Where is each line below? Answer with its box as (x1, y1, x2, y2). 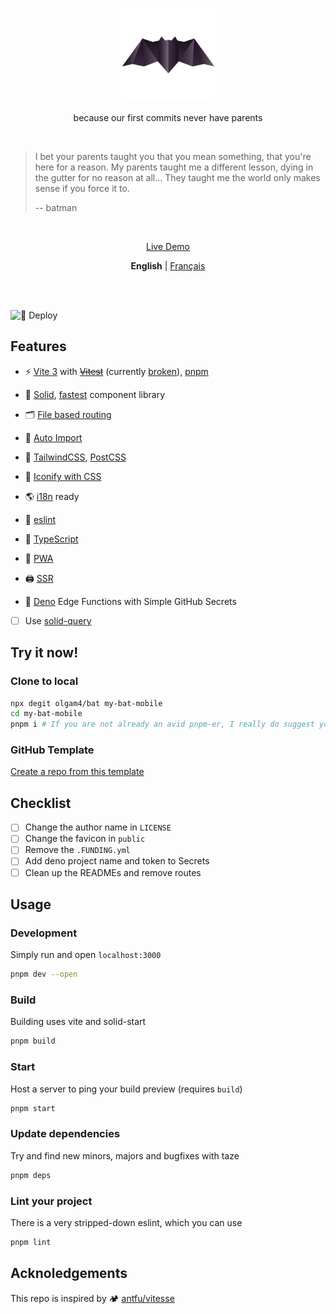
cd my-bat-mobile (10, 709, 83, 719)
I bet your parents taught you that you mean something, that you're (34, 151, 312, 162)
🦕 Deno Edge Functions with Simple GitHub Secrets (24, 595, 237, 607)
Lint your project (10, 1194, 93, 1208)
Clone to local (10, 674, 79, 688)
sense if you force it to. (34, 183, 130, 194)
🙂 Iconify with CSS (24, 470, 102, 482)
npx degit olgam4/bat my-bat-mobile (10, 698, 163, 708)
